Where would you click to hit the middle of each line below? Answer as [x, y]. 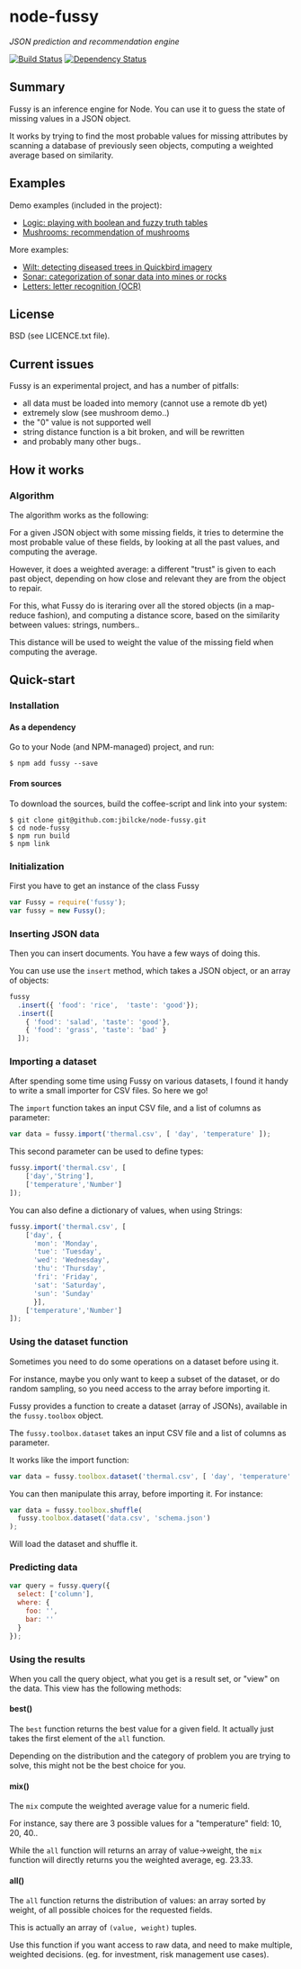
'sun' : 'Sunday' [63, 1293]
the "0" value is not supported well [86, 423]
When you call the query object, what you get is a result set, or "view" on [145, 1678]
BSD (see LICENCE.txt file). [60, 336]
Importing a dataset [53, 1062]
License [32, 314]
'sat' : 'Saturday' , [69, 1285]
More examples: [39, 249]
